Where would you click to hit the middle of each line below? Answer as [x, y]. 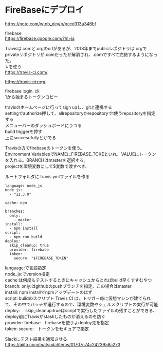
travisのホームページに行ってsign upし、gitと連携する [59, 107]
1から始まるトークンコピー [32, 97]
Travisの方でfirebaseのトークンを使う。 [45, 148]
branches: [15, 211]
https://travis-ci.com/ [26, 72]
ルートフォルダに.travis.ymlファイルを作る [47, 176]
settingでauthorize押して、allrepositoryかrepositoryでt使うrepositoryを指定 [80, 113]
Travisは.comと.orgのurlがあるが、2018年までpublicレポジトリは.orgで [76, 48]
